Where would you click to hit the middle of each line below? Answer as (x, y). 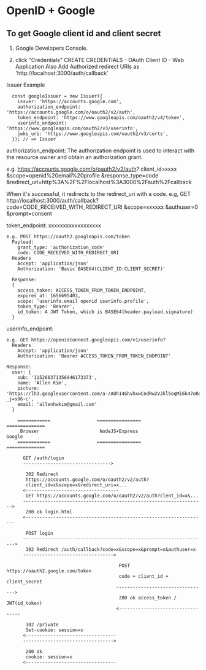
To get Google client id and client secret (84, 33)
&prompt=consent (29, 213)
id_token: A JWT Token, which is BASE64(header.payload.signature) (105, 312)
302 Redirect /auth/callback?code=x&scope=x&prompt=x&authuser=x (111, 550)
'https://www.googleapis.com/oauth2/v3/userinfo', (72, 128)
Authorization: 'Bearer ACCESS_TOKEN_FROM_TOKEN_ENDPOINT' (94, 356)
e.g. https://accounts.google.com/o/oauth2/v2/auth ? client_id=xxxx (92, 169)
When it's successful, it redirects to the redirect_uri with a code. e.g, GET (99, 194)
